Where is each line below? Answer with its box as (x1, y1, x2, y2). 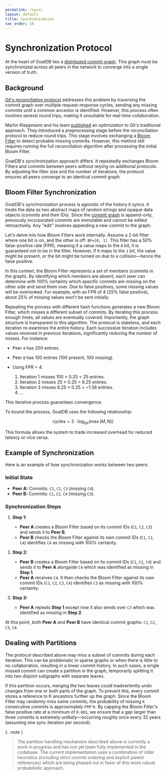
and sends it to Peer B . (19, 529, 66, 535)
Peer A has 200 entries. (12, 345, 60, 351)
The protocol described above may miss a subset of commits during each (5, 652, 156, 658)
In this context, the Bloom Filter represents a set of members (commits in (5, 268, 154, 274)
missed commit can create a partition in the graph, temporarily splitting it (5, 668, 153, 673)
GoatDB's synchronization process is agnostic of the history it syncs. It (5, 201, 150, 207)
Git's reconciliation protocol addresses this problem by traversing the (5, 97, 146, 103)
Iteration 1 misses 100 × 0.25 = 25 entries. (19, 373, 105, 379)
